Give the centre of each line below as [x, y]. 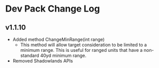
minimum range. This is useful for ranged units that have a [81, 50]
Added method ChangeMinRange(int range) [59, 39]
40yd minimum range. [63, 55]
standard [30, 55]
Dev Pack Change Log [53, 9]
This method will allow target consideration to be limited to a [83, 45]
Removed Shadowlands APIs [43, 61]
